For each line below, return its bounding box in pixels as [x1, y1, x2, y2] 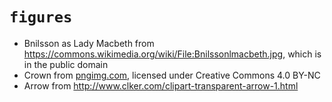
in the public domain [23, 58, 109, 70]
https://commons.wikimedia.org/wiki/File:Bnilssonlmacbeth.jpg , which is [23, 48, 322, 60]
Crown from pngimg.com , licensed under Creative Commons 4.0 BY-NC [23, 69, 321, 81]
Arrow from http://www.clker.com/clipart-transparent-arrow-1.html [23, 79, 299, 92]
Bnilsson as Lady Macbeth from [23, 37, 155, 49]
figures [9, 8, 73, 27]
